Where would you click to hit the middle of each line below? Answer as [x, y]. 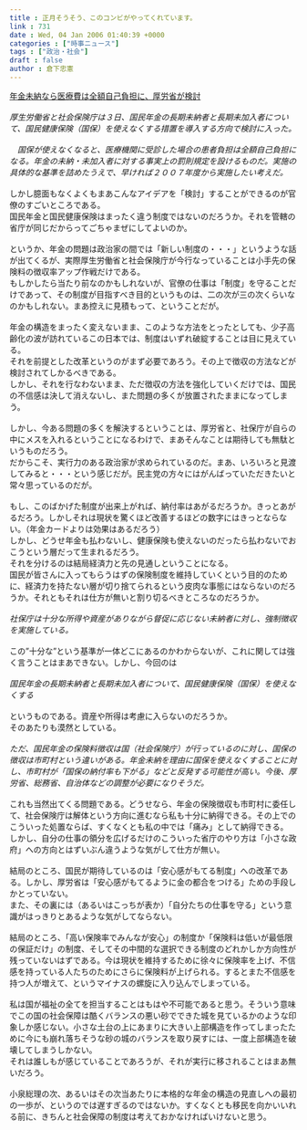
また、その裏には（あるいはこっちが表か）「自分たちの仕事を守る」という [147, 905]
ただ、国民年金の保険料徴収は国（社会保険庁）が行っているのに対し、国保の [153, 748]
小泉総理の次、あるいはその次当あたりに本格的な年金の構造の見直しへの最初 [153, 1093]
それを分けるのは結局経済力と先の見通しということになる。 [121, 563]
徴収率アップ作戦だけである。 [89, 271]
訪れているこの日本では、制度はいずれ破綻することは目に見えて [169, 338]
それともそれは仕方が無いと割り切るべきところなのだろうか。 [148, 597]
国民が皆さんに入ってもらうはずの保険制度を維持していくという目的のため [149, 574]
